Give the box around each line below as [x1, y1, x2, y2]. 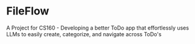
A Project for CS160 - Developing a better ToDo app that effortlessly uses [6, 24, 190, 31]
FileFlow [6, 4, 50, 18]
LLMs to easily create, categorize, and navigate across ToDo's [6, 30, 162, 37]
